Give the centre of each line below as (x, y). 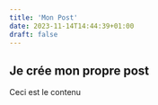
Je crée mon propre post (79, 70)
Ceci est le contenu (45, 92)
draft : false (34, 34)
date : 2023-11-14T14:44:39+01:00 (72, 26)
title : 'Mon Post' (44, 17)
